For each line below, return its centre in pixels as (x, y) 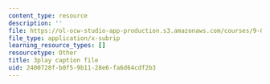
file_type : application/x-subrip (64, 38)
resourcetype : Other (43, 53)
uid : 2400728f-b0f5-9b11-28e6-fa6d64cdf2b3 (82, 68)
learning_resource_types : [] (57, 46)
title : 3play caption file (53, 61)
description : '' (35, 23)
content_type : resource (48, 16)
